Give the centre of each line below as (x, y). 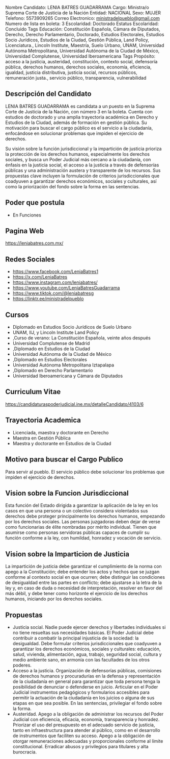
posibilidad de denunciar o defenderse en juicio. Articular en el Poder (85, 687)
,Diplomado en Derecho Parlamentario (53, 371)
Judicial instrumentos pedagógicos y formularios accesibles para (81, 692)
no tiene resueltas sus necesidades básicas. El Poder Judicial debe (83, 632)
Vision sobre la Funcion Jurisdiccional (67, 493)
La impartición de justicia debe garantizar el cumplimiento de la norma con (83, 567)
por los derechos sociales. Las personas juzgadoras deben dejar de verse (83, 522)
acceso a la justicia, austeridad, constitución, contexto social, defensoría (81, 62)
